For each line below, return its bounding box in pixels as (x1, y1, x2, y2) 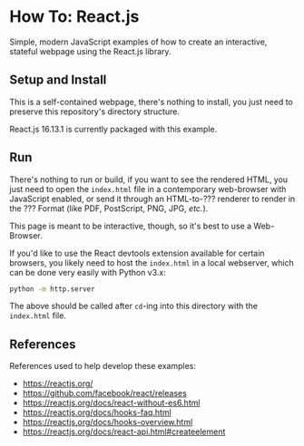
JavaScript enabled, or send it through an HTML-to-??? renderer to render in (9, 193, 296, 204)
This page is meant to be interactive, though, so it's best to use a (9, 220, 252, 231)
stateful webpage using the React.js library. (9, 45, 172, 56)
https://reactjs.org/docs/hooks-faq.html (22, 407, 172, 418)
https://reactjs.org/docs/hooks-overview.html (22, 417, 193, 428)
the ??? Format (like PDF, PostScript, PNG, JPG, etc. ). (9, 202, 209, 214)
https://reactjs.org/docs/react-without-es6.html (22, 397, 201, 409)
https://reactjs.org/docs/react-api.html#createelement (22, 426, 226, 437)
